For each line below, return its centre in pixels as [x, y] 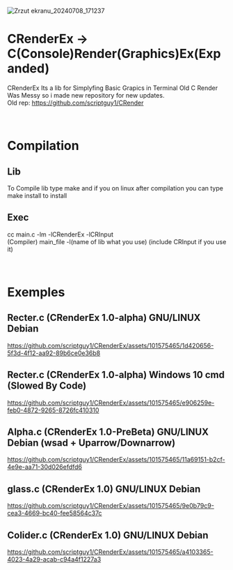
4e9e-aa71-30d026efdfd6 [45, 467]
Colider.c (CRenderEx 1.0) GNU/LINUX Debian [108, 535]
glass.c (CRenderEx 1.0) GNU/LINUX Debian [104, 489]
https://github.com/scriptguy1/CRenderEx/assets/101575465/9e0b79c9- [111, 506]
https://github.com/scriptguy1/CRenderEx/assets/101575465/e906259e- [111, 403]
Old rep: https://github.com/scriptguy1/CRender [75, 103]
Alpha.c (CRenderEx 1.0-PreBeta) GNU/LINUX [108, 432]
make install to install [37, 195]
